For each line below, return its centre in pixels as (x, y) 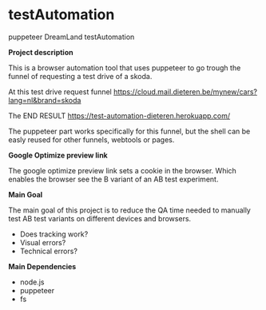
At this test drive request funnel (60, 91)
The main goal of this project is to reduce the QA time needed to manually (130, 210)
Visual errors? (43, 242)
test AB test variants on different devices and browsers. (100, 218)
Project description (41, 52)
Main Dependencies (42, 266)
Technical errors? (49, 251)
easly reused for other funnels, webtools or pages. (91, 139)
